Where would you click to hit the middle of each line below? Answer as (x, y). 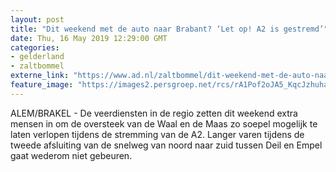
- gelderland (37, 57)
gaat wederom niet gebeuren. (71, 155)
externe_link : (40, 76)
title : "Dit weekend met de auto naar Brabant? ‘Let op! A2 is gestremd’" (169, 29)
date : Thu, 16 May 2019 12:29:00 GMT (89, 38)
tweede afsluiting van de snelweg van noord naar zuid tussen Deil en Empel (166, 145)
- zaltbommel (37, 66)
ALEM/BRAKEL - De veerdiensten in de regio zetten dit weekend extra (154, 113)
